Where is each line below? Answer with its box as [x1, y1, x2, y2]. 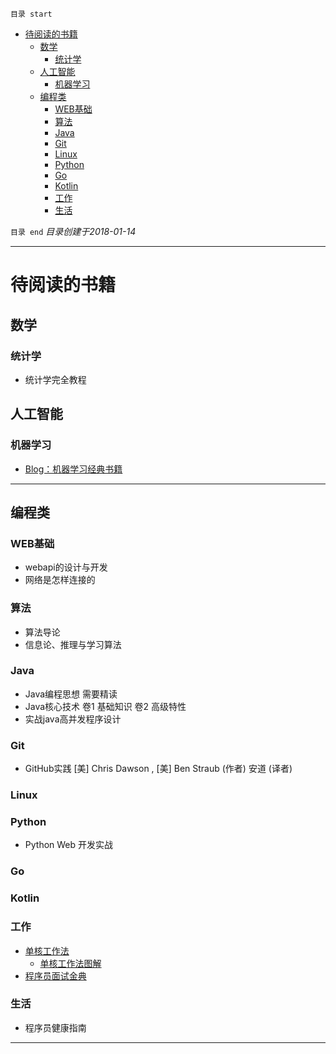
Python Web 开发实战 [24, 839, 114, 851]
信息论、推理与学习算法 [24, 638, 122, 650]
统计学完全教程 [24, 373, 87, 385]
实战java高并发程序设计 [24, 713, 122, 725]
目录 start [10, 9, 53, 19]
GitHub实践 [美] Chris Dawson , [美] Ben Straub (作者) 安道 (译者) [24, 763, 293, 775]
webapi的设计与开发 [24, 561, 108, 573]
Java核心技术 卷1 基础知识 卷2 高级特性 [24, 700, 187, 712]
